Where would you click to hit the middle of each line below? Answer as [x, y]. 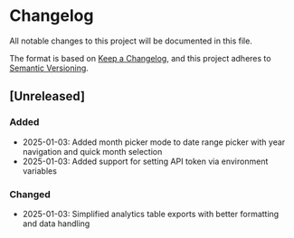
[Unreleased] [47, 96]
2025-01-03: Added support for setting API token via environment [145, 161]
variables [39, 171]
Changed [30, 194]
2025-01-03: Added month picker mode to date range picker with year [154, 142]
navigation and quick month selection [92, 151]
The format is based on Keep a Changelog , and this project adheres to [140, 58]
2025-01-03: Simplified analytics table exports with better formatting [151, 214]
